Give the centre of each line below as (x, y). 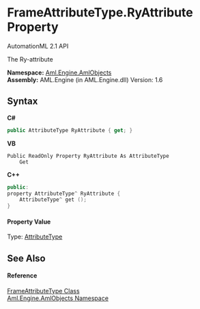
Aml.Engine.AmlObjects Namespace (58, 298)
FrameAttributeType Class (43, 291)
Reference (22, 276)
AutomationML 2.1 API (38, 46)
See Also (26, 258)
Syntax (23, 102)
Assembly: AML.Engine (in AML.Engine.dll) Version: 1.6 (85, 79)
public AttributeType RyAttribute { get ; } (70, 130)
